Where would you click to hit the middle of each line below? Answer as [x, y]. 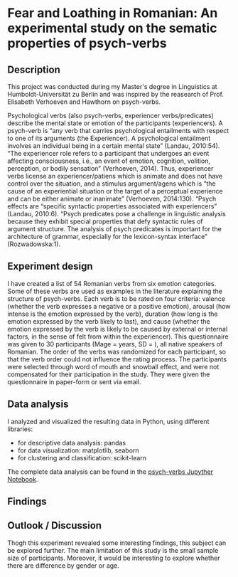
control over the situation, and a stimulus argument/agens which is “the [112, 184]
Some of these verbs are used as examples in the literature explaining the [115, 291]
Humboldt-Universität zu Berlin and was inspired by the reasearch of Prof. [115, 94]
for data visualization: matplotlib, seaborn [79, 450]
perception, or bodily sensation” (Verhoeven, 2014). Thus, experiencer [110, 168]
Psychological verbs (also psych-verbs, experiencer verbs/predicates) [111, 116]
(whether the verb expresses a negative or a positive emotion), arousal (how [119, 306]
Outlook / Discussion [54, 525]
